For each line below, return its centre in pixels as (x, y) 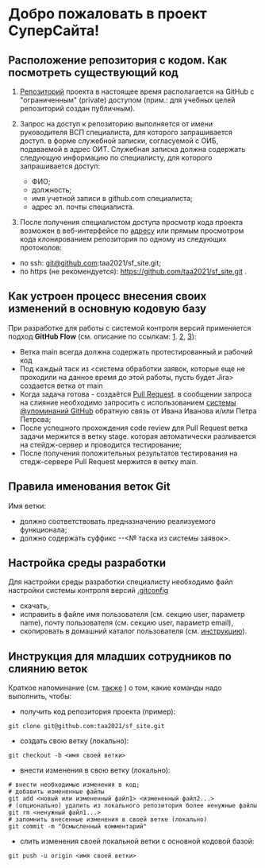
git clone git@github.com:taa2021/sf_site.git (86, 727)
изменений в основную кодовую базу (108, 309)
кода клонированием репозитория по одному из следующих (123, 239)
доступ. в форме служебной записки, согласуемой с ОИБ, (119, 141)
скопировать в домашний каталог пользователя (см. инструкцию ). (133, 631)
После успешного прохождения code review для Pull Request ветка (134, 428)
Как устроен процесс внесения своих (108, 296)
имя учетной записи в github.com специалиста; (112, 198)
